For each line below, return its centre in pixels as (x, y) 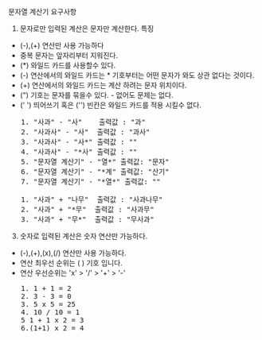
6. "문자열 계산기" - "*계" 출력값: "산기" (95, 172)
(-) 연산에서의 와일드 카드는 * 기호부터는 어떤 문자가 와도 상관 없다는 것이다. (137, 75)
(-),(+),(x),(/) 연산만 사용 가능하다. (73, 253)
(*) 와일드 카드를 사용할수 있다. (68, 65)
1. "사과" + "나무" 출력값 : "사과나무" (92, 200)
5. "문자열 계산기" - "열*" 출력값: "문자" (95, 162)
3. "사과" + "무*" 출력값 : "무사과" (88, 220)
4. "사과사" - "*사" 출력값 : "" (79, 152)
